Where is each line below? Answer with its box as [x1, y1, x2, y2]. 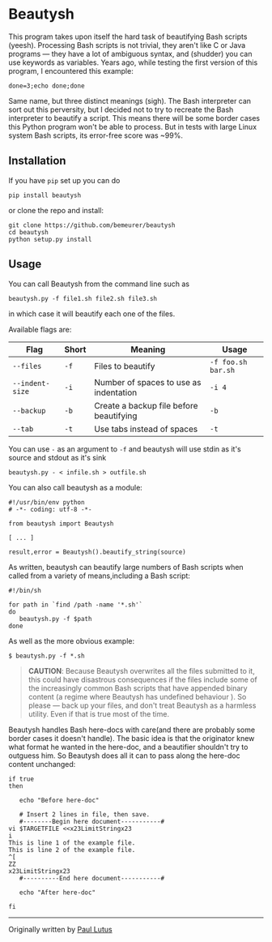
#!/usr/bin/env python [8, 498, 85, 507]
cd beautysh [8, 228, 49, 236]
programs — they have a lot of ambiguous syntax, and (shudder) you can [8, 49, 253, 58]
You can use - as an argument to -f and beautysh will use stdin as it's [8, 443, 241, 454]
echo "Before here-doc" [19, 796, 100, 804]
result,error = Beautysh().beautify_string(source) [8, 548, 186, 556]
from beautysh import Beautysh [8, 520, 114, 528]
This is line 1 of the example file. [8, 838, 136, 847]
